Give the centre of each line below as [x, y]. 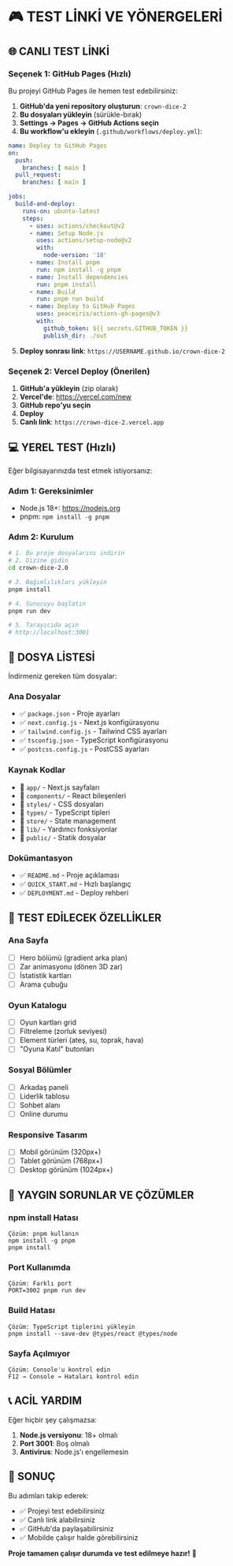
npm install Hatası [43, 1218]
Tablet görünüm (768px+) [61, 1161]
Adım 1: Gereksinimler [51, 491]
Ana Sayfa [28, 940]
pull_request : [38, 175]
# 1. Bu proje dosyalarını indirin [67, 553]
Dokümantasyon [41, 857]
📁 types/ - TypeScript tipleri [65, 812]
